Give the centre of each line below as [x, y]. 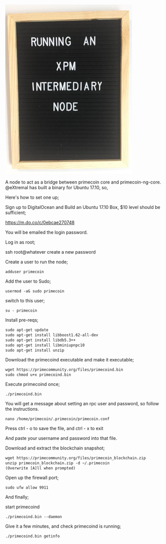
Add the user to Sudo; [28, 281]
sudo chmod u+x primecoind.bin [38, 375]
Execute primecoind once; [33, 384]
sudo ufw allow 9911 [27, 488]
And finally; [17, 497]
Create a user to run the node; [37, 262]
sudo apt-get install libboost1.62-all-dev [52, 335]
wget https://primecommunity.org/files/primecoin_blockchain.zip [75, 458]
